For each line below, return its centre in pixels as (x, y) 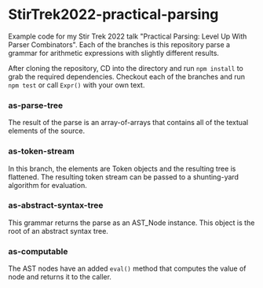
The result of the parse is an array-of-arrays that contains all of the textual (128, 123)
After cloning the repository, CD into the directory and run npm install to (126, 68)
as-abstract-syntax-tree (56, 205)
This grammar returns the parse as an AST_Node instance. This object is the (131, 223)
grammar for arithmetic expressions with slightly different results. (114, 53)
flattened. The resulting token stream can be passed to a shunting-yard (124, 177)
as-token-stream (41, 151)
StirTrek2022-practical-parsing (113, 15)
